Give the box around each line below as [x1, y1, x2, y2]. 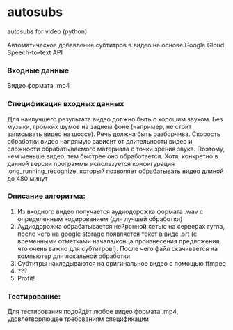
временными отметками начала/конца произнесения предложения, [17, 237, 221, 245]
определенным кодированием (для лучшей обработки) [17, 214, 183, 223]
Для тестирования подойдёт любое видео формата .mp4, [7, 308, 179, 316]
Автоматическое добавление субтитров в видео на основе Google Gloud [7, 40, 225, 49]
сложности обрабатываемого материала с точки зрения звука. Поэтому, [7, 144, 225, 153]
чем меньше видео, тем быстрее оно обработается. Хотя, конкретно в [7, 151, 218, 160]
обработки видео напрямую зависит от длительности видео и [7, 137, 193, 145]
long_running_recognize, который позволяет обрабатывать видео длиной [7, 167, 224, 175]
